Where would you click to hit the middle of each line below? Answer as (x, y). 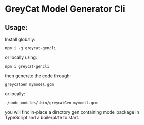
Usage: (16, 27)
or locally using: (21, 57)
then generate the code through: (38, 76)
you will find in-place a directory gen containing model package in (72, 112)
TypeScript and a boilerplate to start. (42, 117)
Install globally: (20, 39)
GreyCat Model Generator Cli (65, 9)
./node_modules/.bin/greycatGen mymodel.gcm (51, 103)
